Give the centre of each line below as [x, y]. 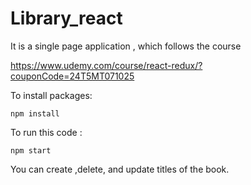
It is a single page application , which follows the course [126, 46]
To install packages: [51, 95]
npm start [31, 150]
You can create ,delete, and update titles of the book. [120, 169]
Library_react [66, 18]
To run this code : [46, 132]
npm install [35, 113]
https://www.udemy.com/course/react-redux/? [106, 65]
